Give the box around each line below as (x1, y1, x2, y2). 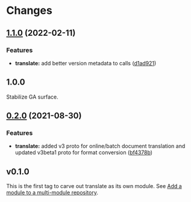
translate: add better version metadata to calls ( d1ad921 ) (14, 59, 157, 67)
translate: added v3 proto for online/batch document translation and (14, 143, 186, 150)
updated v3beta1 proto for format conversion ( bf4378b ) (14, 149, 152, 156)
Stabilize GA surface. (6, 93, 58, 100)
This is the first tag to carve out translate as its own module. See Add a (6, 183, 182, 190)
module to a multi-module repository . (6, 189, 98, 197)
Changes (6, 4, 52, 18)
